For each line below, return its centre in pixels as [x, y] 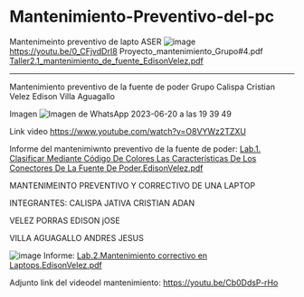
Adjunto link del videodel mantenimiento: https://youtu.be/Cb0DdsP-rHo [144, 283]
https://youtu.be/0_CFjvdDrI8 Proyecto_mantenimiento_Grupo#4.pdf [137, 51]
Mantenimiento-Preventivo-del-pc [142, 17]
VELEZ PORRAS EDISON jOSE [65, 220]
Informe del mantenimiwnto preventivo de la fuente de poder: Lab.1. [135, 148]
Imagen [24, 114]
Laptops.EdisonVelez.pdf [56, 265]
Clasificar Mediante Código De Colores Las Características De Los [133, 158]
